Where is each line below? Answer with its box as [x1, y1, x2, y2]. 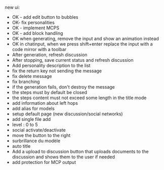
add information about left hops [12, 100, 78, 106]
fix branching [12, 78, 40, 84]
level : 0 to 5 [12, 121, 38, 127]
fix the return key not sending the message [12, 68, 102, 74]
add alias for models [12, 106, 55, 111]
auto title [12, 143, 31, 149]
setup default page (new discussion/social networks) [12, 111, 123, 117]
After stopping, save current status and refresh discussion [12, 57, 134, 63]
